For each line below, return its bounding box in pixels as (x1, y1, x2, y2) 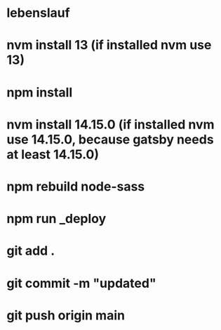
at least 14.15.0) (6, 146, 100, 163)
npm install (6, 84, 73, 100)
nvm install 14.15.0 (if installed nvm (6, 116, 215, 132)
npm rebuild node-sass (6, 178, 145, 194)
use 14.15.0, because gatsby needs (6, 132, 215, 147)
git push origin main (6, 307, 126, 323)
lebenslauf (6, 5, 71, 21)
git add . (6, 243, 55, 259)
